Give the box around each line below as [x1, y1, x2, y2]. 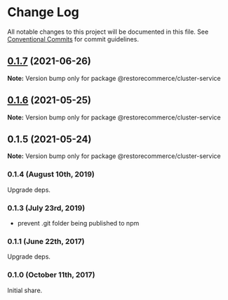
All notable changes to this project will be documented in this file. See [7, 27, 209, 36]
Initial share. [7, 286, 43, 294]
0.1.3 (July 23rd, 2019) [7, 203, 86, 213]
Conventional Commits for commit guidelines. [7, 34, 139, 43]
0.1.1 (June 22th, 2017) [7, 236, 85, 246]
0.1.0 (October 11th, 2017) [7, 270, 95, 280]
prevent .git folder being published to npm [17, 219, 140, 227]
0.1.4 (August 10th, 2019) [7, 169, 95, 179]
